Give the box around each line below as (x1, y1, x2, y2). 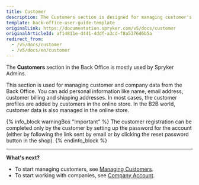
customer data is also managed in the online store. (6, 106, 130, 113)
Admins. (6, 69, 27, 77)
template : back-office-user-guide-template (6, 20, 115, 25)
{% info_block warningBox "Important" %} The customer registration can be (6, 118, 192, 125)
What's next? (6, 154, 40, 161)
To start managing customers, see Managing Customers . (14, 165, 154, 173)
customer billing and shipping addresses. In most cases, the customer (6, 94, 178, 101)
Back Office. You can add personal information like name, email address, (6, 87, 184, 95)
